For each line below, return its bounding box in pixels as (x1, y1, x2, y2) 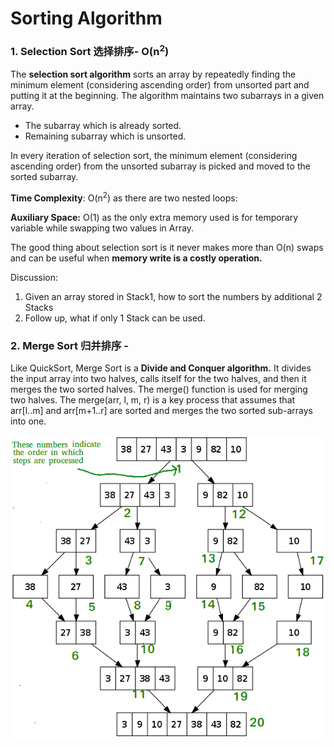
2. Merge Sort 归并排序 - (10, 338, 129, 352)
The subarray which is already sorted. (24, 119, 182, 131)
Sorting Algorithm (10, 7, 163, 30)
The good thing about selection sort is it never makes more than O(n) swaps (10, 241, 324, 253)
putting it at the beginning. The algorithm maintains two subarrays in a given (10, 89, 325, 101)
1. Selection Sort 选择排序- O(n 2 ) (10, 43, 170, 59)
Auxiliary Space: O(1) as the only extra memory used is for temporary (10, 211, 299, 223)
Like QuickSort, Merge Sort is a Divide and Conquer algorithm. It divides (10, 362, 312, 374)
